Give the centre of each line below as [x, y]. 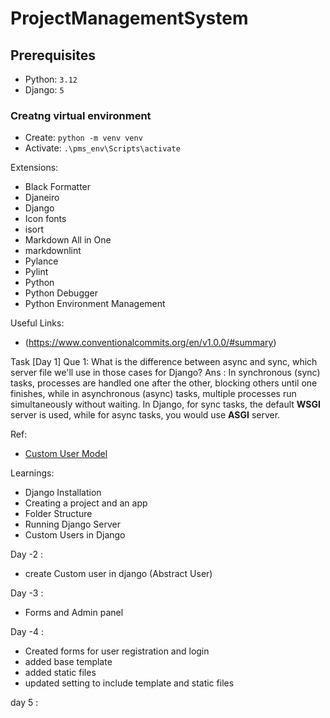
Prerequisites [53, 55]
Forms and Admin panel [74, 613]
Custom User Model [66, 454]
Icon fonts [45, 219]
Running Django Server [73, 524]
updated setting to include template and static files [129, 683]
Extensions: [34, 168]
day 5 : [24, 703]
